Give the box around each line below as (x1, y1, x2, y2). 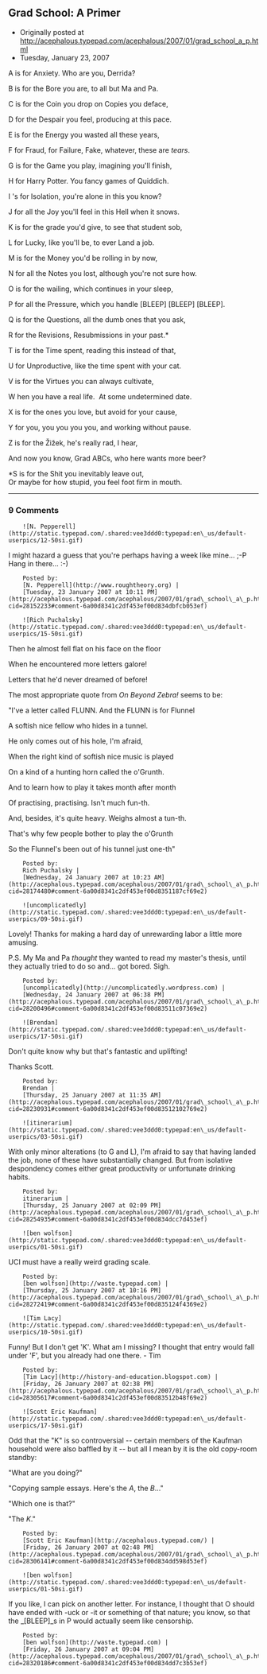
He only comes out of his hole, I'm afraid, (8, 736, 143, 746)
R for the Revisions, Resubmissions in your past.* (8, 330, 169, 340)
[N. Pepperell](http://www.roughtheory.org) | (22, 581, 180, 589)
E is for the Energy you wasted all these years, (8, 130, 161, 139)
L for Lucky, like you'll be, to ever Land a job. (8, 238, 155, 247)
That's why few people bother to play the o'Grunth (8, 829, 173, 838)
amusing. (8, 938, 39, 947)
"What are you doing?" (8, 1468, 83, 1478)
